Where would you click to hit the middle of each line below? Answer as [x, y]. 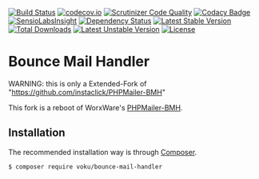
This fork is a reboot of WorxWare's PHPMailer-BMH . [96, 107]
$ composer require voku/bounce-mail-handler [85, 167]
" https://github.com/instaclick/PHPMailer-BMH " [87, 92]
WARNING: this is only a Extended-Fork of [78, 83]
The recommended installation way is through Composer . [103, 152]
